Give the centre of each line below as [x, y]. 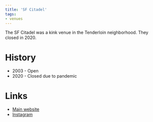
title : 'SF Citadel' [26, 10]
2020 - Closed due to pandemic [44, 76]
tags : [11, 14]
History [21, 57]
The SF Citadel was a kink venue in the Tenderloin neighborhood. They [77, 33]
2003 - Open [25, 71]
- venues [14, 19]
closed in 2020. [21, 38]
